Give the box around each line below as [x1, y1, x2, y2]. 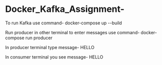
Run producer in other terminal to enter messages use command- [5, 29, 140, 35]
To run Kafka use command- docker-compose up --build [5, 20, 122, 26]
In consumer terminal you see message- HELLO [5, 54, 104, 60]
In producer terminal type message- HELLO [5, 44, 95, 50]
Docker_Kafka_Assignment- [5, 3, 125, 15]
